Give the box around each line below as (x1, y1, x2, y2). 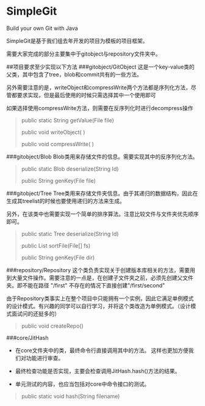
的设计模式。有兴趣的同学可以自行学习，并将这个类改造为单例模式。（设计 (6, 302, 191, 309)
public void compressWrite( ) (21, 140, 95, 147)
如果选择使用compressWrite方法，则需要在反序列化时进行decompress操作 (6, 104, 193, 111)
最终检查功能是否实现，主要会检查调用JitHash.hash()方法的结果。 (15, 367, 181, 374)
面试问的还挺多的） (11, 310, 60, 317)
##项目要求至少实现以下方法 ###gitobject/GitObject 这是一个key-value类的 (6, 63, 195, 70)
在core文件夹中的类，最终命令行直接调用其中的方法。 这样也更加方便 (15, 347, 189, 354)
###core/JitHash (6, 334, 49, 341)
